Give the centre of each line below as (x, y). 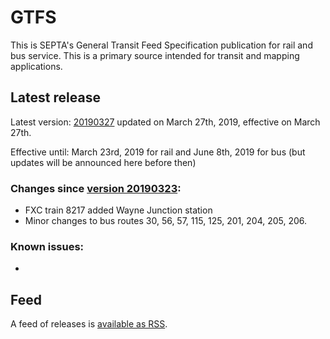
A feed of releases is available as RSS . (89, 324)
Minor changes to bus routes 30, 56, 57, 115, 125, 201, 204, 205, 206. (166, 221)
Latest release (55, 97)
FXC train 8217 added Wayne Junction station (118, 210)
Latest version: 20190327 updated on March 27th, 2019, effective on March (165, 122)
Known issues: (47, 246)
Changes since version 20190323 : (96, 188)
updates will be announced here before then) (103, 162)
